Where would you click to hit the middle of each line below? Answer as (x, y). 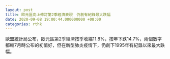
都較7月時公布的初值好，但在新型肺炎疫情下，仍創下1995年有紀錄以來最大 (83, 45)
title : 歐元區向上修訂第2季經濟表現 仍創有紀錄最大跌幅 (58, 15)
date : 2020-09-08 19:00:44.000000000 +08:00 (53, 19)
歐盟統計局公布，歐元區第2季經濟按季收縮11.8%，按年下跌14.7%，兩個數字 (83, 39)
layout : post (19, 10)
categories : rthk (24, 24)
